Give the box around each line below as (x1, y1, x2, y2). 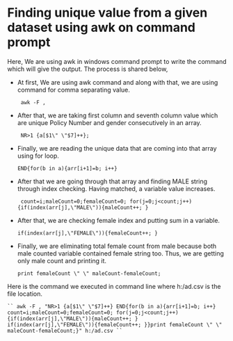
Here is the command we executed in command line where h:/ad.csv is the (7, 282, 221, 290)
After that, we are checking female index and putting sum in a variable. (17, 216, 220, 224)
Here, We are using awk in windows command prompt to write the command (7, 57, 227, 65)
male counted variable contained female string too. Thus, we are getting (17, 249, 225, 258)
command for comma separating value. (17, 85, 130, 94)
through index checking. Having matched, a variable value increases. (17, 184, 216, 192)
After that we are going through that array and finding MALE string (17, 177, 207, 185)
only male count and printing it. (17, 256, 106, 265)
